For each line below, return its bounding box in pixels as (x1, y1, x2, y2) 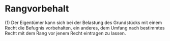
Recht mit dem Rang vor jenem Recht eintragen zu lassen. (5, 30, 126, 36)
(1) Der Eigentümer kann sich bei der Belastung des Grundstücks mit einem (5, 19, 162, 25)
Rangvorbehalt (5, 3, 69, 14)
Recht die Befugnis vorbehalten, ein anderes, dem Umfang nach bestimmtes (5, 24, 165, 30)
